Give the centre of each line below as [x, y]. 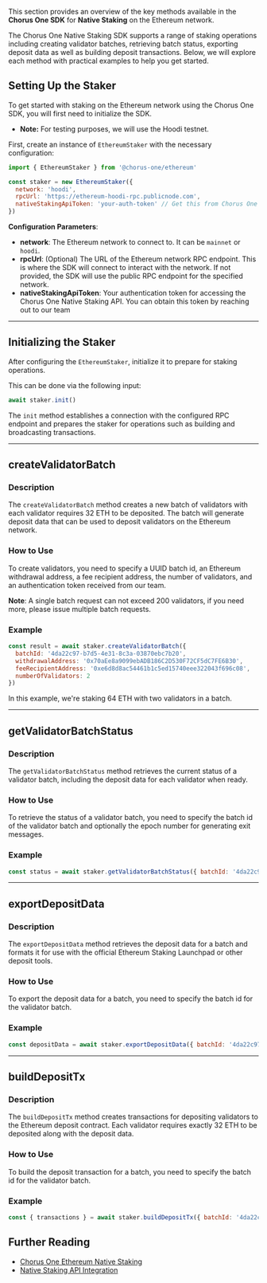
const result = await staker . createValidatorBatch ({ [97, 646]
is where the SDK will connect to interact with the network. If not [125, 268]
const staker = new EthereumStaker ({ [71, 182]
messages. [26, 834]
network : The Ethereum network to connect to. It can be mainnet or [130, 242]
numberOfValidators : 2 [53, 676]
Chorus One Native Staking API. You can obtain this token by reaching [134, 301]
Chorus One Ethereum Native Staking [81, 1261]
